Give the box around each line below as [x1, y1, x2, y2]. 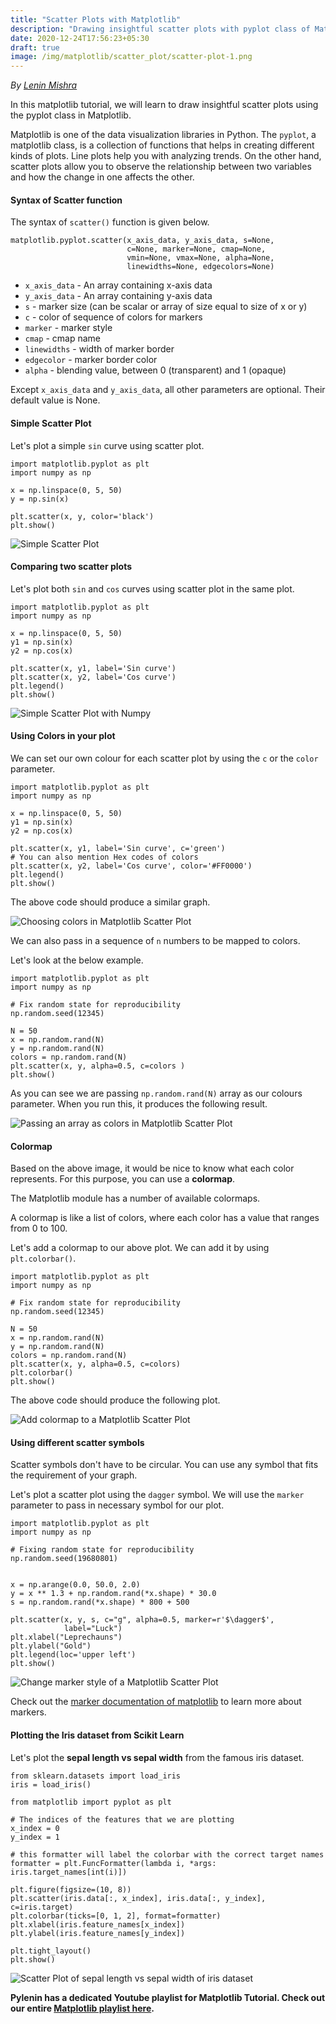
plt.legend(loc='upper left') [10, 1650, 137, 1660]
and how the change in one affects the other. [10, 171, 195, 183]
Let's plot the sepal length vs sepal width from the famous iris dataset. [10, 1751, 305, 1763]
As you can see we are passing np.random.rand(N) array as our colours [10, 1087, 303, 1099]
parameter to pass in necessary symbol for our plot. [10, 1499, 225, 1511]
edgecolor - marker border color [24, 354, 158, 366]
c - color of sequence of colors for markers [24, 311, 203, 323]
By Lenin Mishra [10, 79, 78, 91]
